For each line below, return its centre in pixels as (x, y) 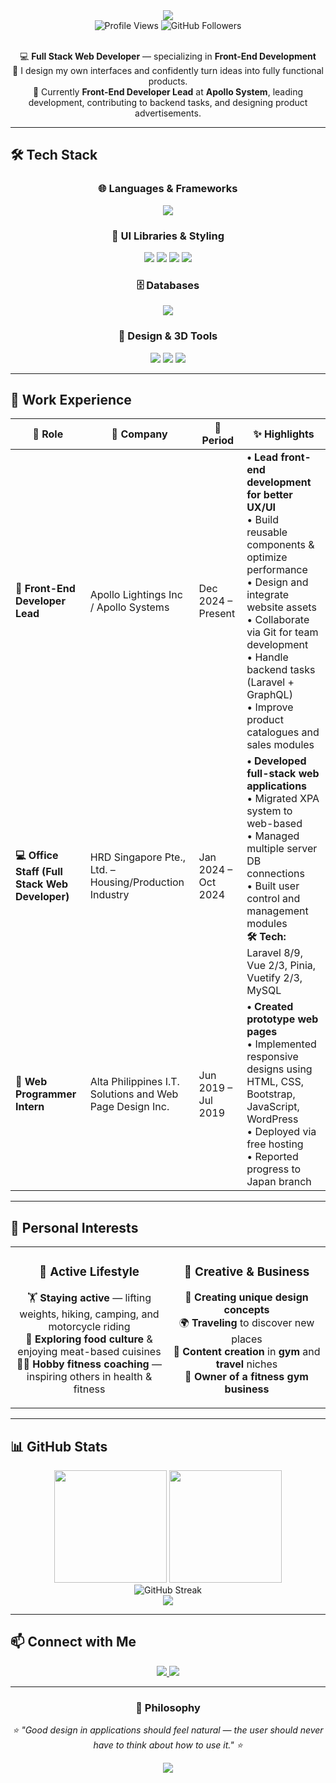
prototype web (282, 1019)
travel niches (246, 1364)
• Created (270, 1007)
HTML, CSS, (275, 1082)
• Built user (273, 886)
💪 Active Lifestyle (89, 1272)
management (277, 911)
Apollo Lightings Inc (136, 595)
